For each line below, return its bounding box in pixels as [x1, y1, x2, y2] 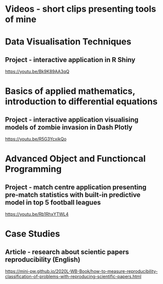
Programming [5, 164, 62, 175]
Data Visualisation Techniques [5, 36, 132, 47]
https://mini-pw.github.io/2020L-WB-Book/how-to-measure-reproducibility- [5, 268, 158, 274]
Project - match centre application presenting [5, 183, 146, 191]
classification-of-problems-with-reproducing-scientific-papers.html [5, 274, 142, 280]
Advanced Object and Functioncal [5, 153, 146, 164]
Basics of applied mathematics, [5, 86, 136, 97]
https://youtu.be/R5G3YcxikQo [5, 136, 67, 142]
